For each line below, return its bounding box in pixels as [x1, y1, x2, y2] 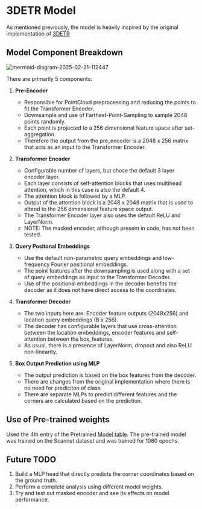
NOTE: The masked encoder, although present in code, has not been [24, 224, 195, 232]
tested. [24, 230, 42, 238]
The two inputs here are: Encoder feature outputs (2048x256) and [24, 309, 189, 317]
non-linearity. [24, 348, 58, 355]
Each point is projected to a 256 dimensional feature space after [24, 124, 184, 131]
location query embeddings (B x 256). [24, 316, 119, 323]
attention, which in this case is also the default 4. [24, 186, 146, 193]
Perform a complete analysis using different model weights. [14, 483, 163, 490]
